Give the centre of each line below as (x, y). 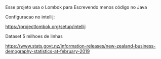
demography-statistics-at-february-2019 (48, 51)
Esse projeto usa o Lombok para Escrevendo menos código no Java (76, 7)
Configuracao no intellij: (30, 17)
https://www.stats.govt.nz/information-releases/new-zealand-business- (80, 46)
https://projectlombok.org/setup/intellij (46, 26)
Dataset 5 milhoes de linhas (34, 36)
